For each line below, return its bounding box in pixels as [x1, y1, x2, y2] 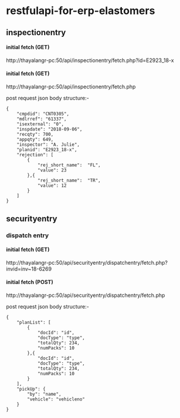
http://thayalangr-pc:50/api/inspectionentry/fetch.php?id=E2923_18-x [6, 57, 174, 64]
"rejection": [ [16, 152, 54, 157]
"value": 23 [37, 167, 67, 173]
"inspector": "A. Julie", [16, 142, 80, 148]
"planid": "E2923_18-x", [16, 146, 77, 153]
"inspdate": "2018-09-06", [16, 126, 83, 132]
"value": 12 [37, 183, 67, 189]
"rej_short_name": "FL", [37, 162, 101, 168]
